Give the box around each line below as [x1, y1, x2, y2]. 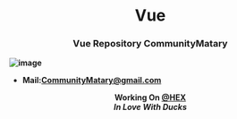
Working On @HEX [114, 92, 186, 103]
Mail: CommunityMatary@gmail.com [21, 75, 162, 86]
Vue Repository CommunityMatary [72, 38, 228, 50]
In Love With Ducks [113, 102, 188, 113]
